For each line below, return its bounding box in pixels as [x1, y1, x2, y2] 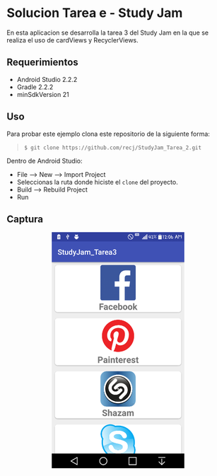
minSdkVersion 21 [16, 90, 69, 98]
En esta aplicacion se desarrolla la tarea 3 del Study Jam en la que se [6, 28, 209, 37]
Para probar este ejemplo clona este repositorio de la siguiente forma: [6, 129, 210, 138]
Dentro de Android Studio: [6, 156, 83, 165]
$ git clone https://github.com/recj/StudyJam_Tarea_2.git [23, 144, 202, 151]
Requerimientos [6, 57, 78, 69]
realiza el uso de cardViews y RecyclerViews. [6, 35, 139, 44]
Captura [6, 213, 44, 225]
